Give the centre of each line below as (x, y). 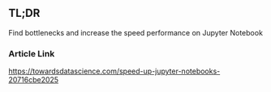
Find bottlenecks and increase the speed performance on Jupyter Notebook (136, 32)
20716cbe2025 (34, 80)
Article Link (32, 53)
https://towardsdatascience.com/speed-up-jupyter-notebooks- (114, 71)
